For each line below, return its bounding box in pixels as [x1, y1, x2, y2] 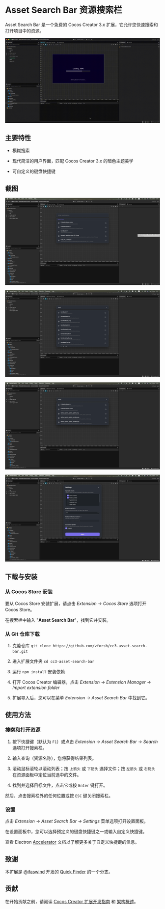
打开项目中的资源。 [5, 28, 44, 33]
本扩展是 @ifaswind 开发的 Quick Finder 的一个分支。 [5, 869, 113, 875]
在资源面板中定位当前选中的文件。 [12, 771, 82, 777]
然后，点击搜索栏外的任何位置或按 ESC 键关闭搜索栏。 [5, 793, 113, 799]
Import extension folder [12, 685, 60, 690]
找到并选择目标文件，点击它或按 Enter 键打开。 [12, 782, 108, 788]
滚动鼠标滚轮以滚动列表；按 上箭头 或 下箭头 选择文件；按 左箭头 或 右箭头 [12, 766, 156, 771]
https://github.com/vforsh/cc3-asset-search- [53, 644, 148, 649]
